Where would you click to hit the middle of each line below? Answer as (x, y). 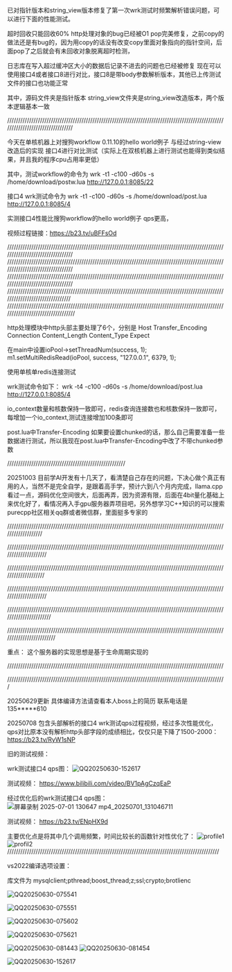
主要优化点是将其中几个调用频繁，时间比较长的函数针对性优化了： (101, 836)
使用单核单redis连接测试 (42, 372)
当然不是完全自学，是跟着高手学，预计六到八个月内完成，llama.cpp (127, 486)
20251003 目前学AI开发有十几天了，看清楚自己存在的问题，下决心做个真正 (113, 478)
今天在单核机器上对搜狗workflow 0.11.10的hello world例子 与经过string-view (114, 142)
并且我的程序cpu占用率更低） (61, 159)
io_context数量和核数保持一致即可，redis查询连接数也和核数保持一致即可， (114, 409)
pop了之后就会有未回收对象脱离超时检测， (73, 51)
